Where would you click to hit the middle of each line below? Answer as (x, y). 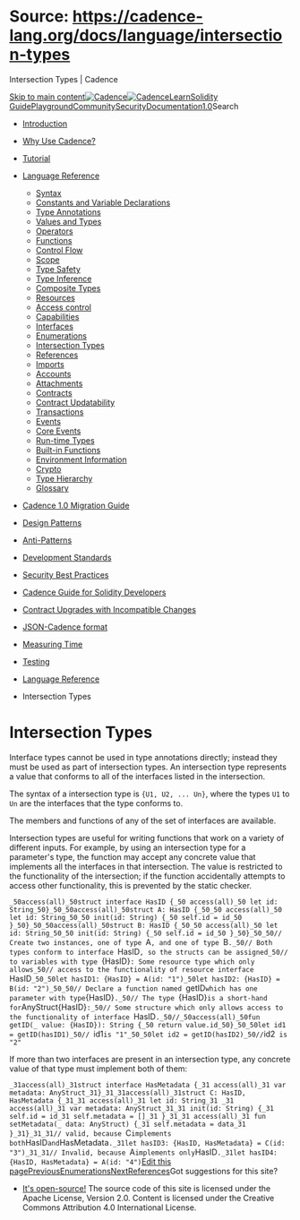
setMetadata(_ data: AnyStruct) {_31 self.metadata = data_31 (128, 1124)
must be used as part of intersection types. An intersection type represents (148, 767)
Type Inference (64, 279)
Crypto (48, 468)
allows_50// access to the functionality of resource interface (132, 969)
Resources (56, 297)
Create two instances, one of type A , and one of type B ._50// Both (141, 941)
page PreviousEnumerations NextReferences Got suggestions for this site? (144, 1171)
